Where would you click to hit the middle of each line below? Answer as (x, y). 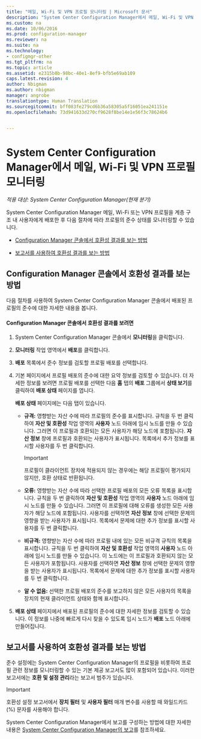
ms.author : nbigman (31, 90)
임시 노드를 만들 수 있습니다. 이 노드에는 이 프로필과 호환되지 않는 (111, 556)
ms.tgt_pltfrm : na (29, 62)
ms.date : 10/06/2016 (32, 28)
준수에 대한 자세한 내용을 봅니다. (60, 308)
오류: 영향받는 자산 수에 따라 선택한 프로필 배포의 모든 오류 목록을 (100, 491)
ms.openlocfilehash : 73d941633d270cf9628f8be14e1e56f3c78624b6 (87, 112)
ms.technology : (25, 51)
